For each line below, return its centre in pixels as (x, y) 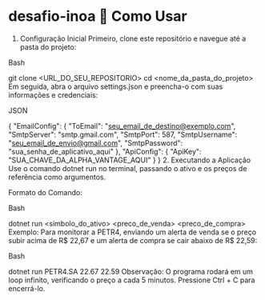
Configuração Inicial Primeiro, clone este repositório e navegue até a (133, 38)
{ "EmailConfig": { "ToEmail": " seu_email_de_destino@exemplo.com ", (122, 126)
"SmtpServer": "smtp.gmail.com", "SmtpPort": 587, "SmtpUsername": (123, 134)
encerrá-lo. (27, 288)
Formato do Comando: (45, 192)
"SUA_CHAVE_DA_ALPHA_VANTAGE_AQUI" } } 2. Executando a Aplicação (130, 160)
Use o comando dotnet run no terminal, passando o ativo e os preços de (128, 168)
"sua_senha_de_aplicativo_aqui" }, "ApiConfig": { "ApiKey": (105, 151)
